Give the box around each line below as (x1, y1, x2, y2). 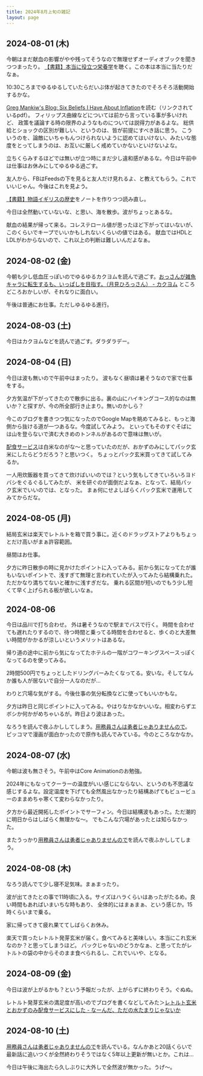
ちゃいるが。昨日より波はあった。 (43, 710, 128, 718)
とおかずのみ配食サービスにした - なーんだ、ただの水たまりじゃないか (6, 1006, 181, 1014)
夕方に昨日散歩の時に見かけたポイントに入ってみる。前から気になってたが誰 (6, 563, 196, 571)
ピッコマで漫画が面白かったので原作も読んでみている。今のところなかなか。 (6, 730, 197, 738)
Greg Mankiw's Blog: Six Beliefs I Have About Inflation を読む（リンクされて (6, 104, 193, 111)
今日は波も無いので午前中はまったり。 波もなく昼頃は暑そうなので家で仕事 (6, 374, 193, 381)
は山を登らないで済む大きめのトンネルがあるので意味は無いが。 (6, 430, 165, 438)
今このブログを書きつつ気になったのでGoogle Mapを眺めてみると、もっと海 (6, 415, 195, 422)
